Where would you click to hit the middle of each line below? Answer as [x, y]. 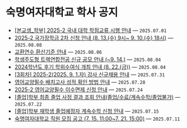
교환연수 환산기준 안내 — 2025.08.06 [58, 51]
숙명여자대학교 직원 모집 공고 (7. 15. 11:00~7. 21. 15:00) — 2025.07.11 [97, 118]
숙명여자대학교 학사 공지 [62, 12]
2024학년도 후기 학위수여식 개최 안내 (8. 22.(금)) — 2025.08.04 [90, 66]
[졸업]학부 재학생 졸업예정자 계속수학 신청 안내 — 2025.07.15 [87, 111]
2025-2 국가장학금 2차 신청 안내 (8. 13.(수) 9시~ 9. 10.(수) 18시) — [94, 37]
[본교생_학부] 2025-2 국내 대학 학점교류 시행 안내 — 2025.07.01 [90, 30]
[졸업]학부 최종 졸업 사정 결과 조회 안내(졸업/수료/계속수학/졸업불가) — [97, 97]
